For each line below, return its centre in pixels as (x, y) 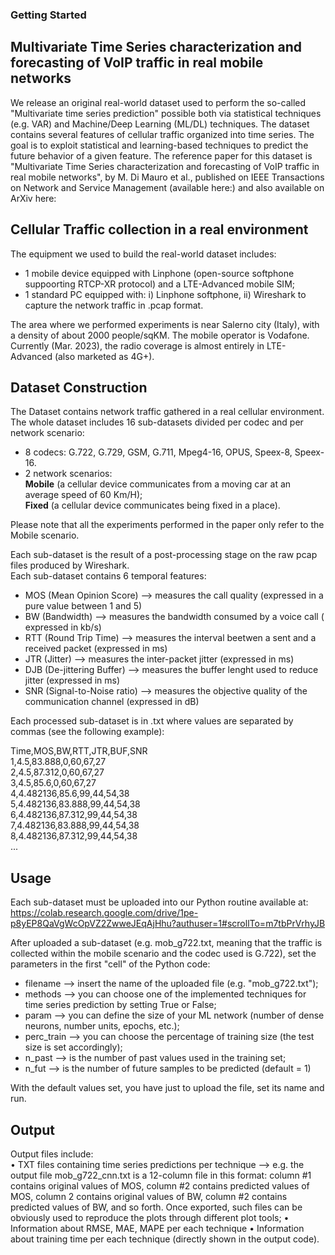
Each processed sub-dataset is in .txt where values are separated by (152, 721)
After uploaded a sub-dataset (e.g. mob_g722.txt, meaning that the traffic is (166, 943)
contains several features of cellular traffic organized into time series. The (162, 134)
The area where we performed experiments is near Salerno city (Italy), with (165, 324)
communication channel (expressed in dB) (112, 702)
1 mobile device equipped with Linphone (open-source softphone (159, 273)
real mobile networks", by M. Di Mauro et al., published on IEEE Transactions (167, 177)
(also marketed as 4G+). (104, 356)
